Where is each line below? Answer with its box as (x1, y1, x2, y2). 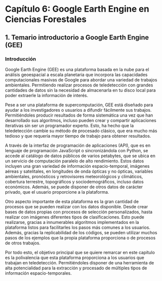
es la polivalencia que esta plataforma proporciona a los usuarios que (5, 255, 144, 261)
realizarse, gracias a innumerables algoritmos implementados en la (5, 219, 140, 225)
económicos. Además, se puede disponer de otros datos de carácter (5, 184, 143, 190)
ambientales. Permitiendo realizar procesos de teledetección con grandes (5, 82, 153, 88)
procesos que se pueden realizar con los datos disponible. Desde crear (5, 203, 148, 209)
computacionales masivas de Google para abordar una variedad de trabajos (5, 77, 157, 82)
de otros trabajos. (5, 240, 40, 246)
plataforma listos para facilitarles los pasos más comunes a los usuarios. (5, 224, 151, 230)
